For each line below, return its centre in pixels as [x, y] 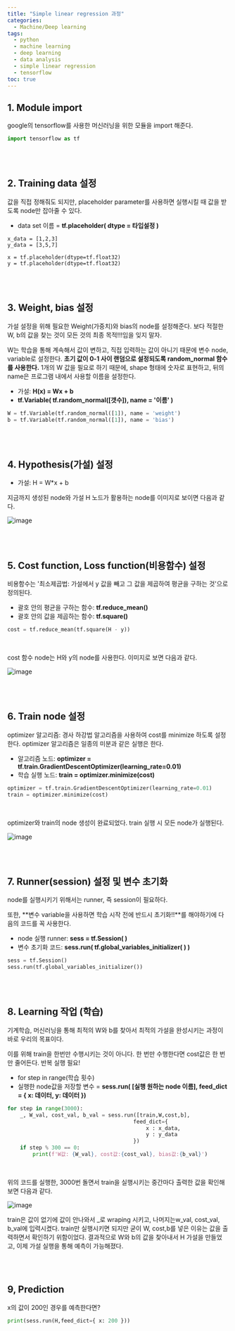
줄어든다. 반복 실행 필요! [47, 1062]
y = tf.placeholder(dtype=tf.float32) [64, 263]
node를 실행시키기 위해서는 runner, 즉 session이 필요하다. [88, 900]
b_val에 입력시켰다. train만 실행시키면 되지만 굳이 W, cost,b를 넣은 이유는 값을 [114, 1228]
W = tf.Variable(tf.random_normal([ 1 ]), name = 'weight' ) [94, 413]
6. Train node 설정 [46, 717]
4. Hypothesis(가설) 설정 [61, 464]
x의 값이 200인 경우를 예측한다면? [54, 1307]
